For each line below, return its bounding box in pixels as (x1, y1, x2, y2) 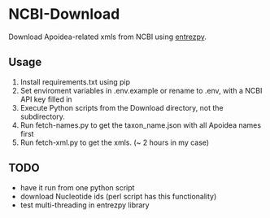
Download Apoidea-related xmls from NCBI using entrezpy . (8, 32, 207, 41)
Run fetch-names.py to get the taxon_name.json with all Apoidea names (20, 120, 262, 130)
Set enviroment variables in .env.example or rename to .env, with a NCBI (20, 85, 263, 95)
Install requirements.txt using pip (20, 76, 131, 86)
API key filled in (20, 94, 72, 104)
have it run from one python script (20, 182, 135, 192)
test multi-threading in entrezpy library (20, 200, 150, 210)
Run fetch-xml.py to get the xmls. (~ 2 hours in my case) (20, 137, 210, 147)
